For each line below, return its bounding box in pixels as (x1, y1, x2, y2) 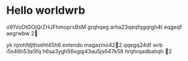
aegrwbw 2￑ (6, 29, 38, 36)
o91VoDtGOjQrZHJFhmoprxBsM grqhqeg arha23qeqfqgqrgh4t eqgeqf (6, 23, 182, 30)
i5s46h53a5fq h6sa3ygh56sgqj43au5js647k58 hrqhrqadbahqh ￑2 (6, 47, 172, 54)
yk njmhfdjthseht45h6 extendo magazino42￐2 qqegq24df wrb (6, 41, 163, 48)
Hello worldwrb (6, 4, 86, 17)
